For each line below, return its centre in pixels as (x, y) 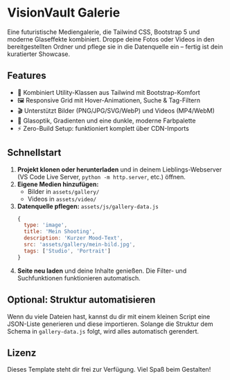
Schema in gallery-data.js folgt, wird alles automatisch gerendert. (103, 331)
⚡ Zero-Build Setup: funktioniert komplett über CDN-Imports (103, 128)
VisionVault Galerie (64, 13)
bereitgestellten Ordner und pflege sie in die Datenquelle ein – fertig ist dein (115, 46)
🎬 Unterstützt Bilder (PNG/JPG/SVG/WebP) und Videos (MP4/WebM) (116, 110)
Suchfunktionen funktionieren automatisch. (79, 278)
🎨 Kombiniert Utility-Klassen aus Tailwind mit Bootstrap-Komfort (108, 92)
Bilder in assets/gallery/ (63, 191)
